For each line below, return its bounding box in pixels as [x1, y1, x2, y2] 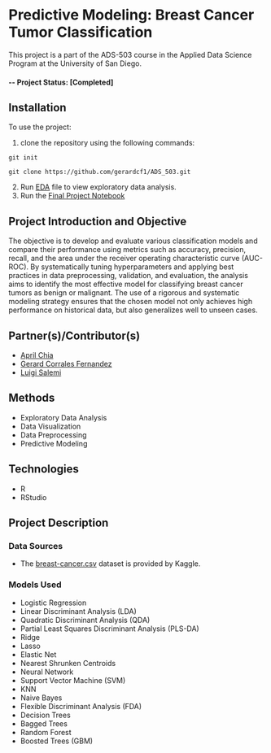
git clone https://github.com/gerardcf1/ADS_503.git [8, 168, 191, 176]
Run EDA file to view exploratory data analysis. [20, 182, 177, 192]
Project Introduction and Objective [8, 214, 187, 229]
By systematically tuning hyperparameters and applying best [30, 262, 234, 272]
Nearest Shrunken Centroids [20, 658, 116, 668]
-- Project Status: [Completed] [8, 77, 114, 87]
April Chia [20, 350, 54, 359]
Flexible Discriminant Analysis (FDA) [20, 701, 142, 711]
